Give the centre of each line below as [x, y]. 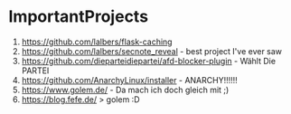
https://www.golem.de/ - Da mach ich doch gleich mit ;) [125, 90]
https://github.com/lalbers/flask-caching [97, 42]
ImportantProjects [79, 17]
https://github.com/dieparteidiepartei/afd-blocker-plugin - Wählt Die [149, 61]
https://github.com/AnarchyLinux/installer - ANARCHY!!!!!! [130, 80]
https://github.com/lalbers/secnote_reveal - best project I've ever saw [151, 51]
